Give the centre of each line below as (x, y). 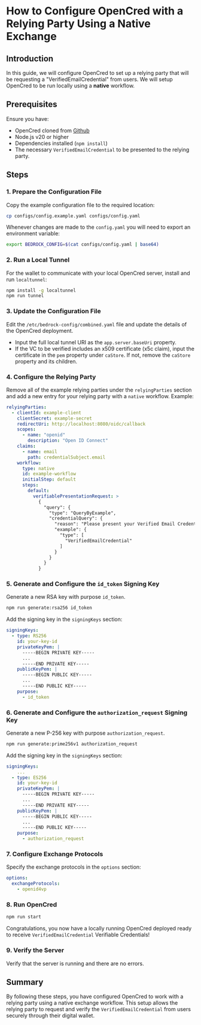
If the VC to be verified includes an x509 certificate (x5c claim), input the (104, 348)
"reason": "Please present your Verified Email (115, 524)
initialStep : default (49, 480)
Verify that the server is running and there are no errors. (75, 963)
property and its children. (46, 361)
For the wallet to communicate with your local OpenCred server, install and (98, 273)
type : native (38, 468)
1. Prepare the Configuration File (54, 192)
